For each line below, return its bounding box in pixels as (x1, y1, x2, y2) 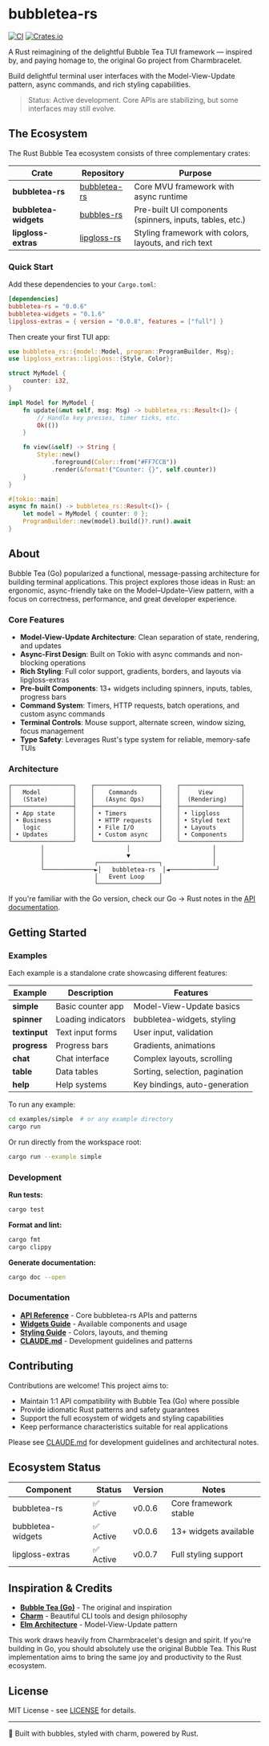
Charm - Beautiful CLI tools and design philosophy (19, 1611, 188, 1621)
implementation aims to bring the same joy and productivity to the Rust (8, 1652, 242, 1662)
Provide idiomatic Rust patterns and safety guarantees (19, 1405, 200, 1414)
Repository (81, 167, 125, 178)
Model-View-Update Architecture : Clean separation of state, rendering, (19, 632, 260, 643)
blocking (19, 658, 50, 667)
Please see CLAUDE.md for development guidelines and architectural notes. (8, 1437, 259, 1446)
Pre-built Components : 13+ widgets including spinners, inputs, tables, (19, 683, 253, 693)
